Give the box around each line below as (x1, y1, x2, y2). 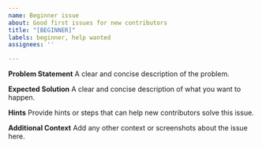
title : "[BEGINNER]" (8, 26, 77, 34)
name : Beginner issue (8, 11, 80, 20)
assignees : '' (8, 41, 55, 49)
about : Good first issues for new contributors (8, 19, 168, 27)
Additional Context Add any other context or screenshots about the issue (8, 123, 249, 133)
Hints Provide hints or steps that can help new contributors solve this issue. (8, 108, 254, 118)
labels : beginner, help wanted (8, 33, 111, 42)
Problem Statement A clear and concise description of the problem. (8, 69, 230, 79)
